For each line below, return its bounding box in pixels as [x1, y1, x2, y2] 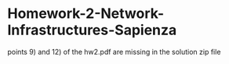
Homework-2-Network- [7, 5, 165, 23]
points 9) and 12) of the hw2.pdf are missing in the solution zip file [7, 47, 221, 56]
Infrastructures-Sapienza [7, 21, 177, 39]
